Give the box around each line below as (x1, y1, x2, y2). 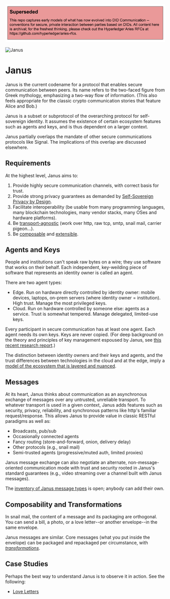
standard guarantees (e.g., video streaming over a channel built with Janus (5, 470, 162, 476)
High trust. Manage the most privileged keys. (12, 300, 107, 306)
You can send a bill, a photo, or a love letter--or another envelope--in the (5, 519, 158, 525)
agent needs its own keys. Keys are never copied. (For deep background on (5, 331, 163, 338)
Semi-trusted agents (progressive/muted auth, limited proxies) (12, 450, 143, 456)
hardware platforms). (12, 215, 57, 221)
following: (5, 578, 26, 585)
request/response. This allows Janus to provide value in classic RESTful (5, 413, 156, 419)
